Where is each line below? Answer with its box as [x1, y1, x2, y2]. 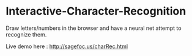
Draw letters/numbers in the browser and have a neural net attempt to [6, 24, 182, 32]
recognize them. [6, 30, 47, 38]
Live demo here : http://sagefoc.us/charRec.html [6, 43, 128, 50]
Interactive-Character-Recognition [6, 4, 186, 18]
